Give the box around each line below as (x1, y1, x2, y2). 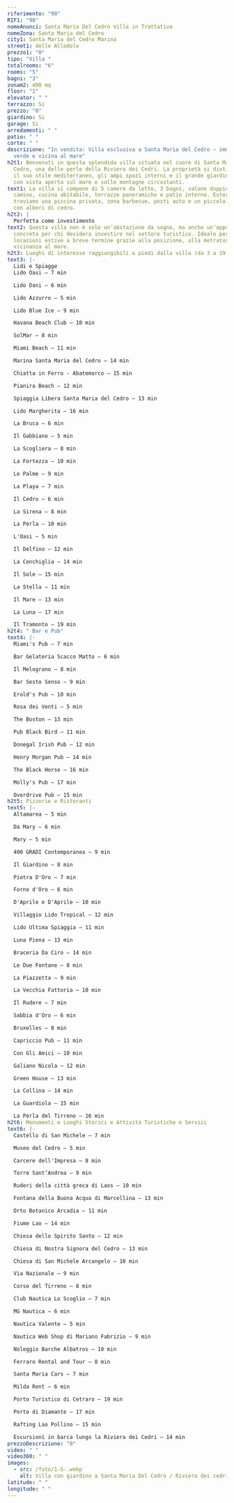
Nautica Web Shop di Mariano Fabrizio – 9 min (13, 1333, 151, 1340)
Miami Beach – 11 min (13, 345, 77, 352)
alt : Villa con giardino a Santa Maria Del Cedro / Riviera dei (19, 1472, 210, 1479)
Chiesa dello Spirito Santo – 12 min (13, 1232, 123, 1240)
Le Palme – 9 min (13, 470, 64, 477)
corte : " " (7, 140, 39, 147)
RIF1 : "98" (7, 17, 39, 24)
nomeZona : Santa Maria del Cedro (7, 29, 104, 37)
